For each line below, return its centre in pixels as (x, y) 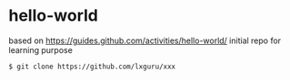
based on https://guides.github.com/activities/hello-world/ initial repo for (145, 40)
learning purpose (41, 49)
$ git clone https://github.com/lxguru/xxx (92, 67)
